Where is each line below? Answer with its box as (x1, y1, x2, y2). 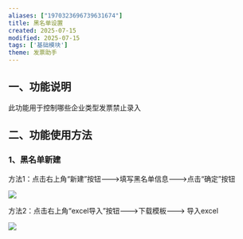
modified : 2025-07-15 (8, 33, 80, 42)
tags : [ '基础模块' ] (8, 41, 69, 49)
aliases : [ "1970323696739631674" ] (8, 11, 123, 20)
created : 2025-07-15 (8, 26, 77, 34)
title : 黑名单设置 (8, 19, 64, 27)
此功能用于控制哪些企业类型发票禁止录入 (8, 103, 141, 112)
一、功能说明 (8, 80, 72, 94)
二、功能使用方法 (8, 128, 92, 142)
